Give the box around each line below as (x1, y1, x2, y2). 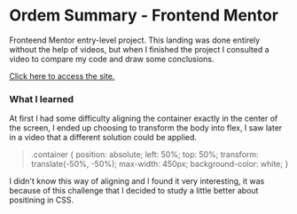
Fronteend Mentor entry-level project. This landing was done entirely (9, 35, 261, 45)
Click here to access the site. (9, 70, 115, 81)
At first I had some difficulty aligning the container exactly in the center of (9, 113, 278, 124)
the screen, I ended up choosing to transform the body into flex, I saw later (9, 123, 283, 133)
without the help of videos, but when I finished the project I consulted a (9, 44, 270, 54)
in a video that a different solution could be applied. (9, 132, 198, 143)
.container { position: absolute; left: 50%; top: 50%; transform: (30, 149, 259, 160)
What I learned (9, 92, 74, 105)
